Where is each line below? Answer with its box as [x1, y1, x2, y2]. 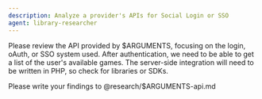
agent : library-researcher [8, 19, 98, 27]
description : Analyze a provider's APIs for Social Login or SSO [8, 11, 229, 20]
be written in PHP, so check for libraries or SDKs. [8, 66, 169, 75]
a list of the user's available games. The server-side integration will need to [8, 57, 254, 67]
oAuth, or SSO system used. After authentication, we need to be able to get [8, 49, 254, 59]
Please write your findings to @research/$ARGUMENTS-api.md [8, 81, 216, 91]
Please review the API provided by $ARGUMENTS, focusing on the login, [8, 40, 246, 50]
